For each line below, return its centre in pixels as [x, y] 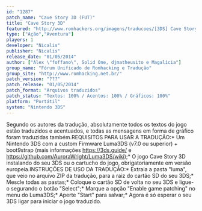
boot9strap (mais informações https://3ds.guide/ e [69, 150]
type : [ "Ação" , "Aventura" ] [40, 34]
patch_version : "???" [33, 79]
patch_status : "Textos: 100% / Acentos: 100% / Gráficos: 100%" [88, 96]
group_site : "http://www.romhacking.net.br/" [64, 74]
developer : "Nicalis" [33, 46]
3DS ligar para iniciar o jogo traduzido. [54, 201]
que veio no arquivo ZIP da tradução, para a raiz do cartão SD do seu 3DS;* [100, 175]
